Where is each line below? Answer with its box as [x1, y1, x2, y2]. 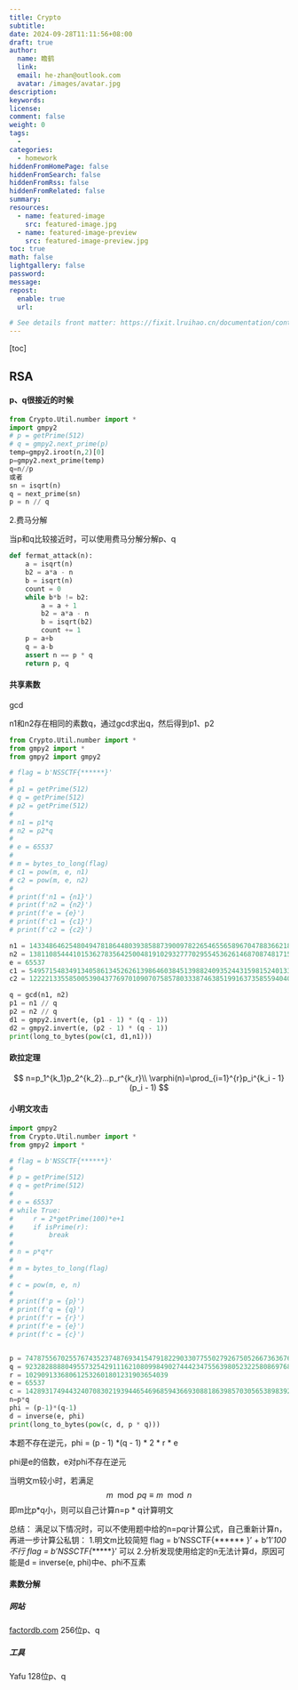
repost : [9, 286, 38, 294]
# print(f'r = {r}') [9, 1314, 86, 1323]
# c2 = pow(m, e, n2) [9, 875, 90, 885]
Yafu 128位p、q [9, 1671, 67, 1682]
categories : [9, 145, 53, 154]
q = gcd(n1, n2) [9, 991, 69, 1000]
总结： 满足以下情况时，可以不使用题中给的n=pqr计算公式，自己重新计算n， [9, 1523, 287, 1534]
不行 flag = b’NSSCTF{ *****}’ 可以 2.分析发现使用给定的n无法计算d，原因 [9, 1545, 278, 1557]
